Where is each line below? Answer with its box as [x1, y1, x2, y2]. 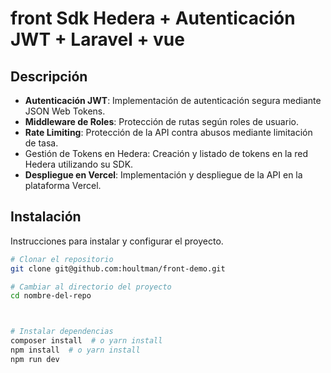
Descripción [10, 68, 88, 85]
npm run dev [10, 354, 60, 364]
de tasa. [24, 137, 59, 149]
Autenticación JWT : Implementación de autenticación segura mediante [24, 95, 322, 106]
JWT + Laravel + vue [10, 28, 185, 51]
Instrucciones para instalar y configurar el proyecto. [10, 235, 224, 247]
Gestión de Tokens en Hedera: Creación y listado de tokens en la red [24, 148, 309, 159]
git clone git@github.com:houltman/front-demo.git [10, 263, 226, 274]
